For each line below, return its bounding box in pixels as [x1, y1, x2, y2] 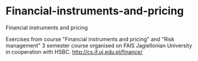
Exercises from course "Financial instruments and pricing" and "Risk [5, 35, 175, 42]
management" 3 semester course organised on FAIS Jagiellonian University [5, 42, 193, 49]
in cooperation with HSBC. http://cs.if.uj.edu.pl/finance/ [5, 48, 143, 55]
